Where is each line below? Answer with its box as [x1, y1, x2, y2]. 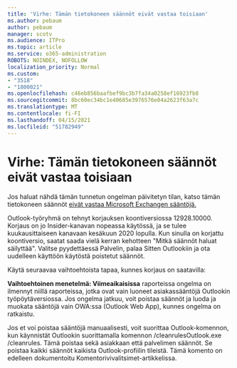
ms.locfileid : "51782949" [7, 123, 84, 131]
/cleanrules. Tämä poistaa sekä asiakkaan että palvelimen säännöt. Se [7, 339, 213, 347]
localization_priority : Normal [7, 63, 100, 71]
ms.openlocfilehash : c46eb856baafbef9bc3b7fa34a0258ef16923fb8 [7, 90, 199, 97]
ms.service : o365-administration [7, 51, 107, 58]
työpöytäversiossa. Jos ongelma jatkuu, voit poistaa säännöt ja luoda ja [7, 295, 216, 303]
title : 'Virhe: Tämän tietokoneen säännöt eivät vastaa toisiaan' [7, 10, 209, 18]
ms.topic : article [7, 44, 62, 51]
